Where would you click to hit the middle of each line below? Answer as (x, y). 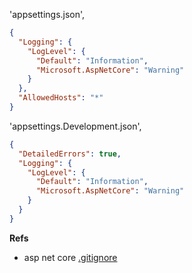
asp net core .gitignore (70, 257)
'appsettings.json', (47, 14)
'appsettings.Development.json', (75, 126)
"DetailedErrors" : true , (70, 154)
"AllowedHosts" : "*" (61, 98)
